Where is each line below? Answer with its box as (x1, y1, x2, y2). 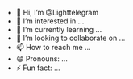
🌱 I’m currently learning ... (15, 25, 102, 34)
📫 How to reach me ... (15, 43, 91, 52)
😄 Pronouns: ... (15, 54, 69, 64)
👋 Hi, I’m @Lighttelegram (15, 8, 99, 17)
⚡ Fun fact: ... (15, 63, 60, 73)
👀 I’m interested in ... (15, 16, 85, 26)
